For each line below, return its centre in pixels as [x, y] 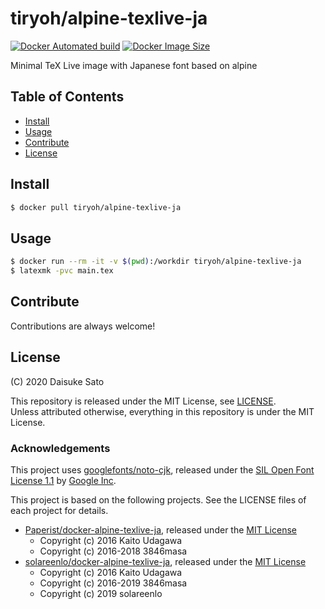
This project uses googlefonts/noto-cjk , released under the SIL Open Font [162, 469]
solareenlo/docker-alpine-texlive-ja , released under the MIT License [165, 561]
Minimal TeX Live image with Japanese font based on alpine [134, 65]
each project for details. [59, 510]
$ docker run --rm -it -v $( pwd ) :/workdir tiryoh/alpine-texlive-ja [156, 262]
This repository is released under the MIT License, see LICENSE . [143, 401]
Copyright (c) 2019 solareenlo [101, 593]
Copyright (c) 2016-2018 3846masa [113, 551]
